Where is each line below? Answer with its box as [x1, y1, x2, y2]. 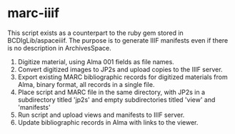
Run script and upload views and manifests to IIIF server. [17, 110, 185, 119]
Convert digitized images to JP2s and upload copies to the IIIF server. [17, 65, 223, 73]
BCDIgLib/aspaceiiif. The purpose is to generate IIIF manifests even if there [7, 36, 229, 44]
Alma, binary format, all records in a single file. [17, 80, 155, 88]
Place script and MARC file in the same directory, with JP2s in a [17, 88, 206, 96]
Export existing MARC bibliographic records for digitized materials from [17, 73, 228, 81]
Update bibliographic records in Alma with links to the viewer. [17, 118, 199, 126]
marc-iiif [7, 5, 60, 21]
